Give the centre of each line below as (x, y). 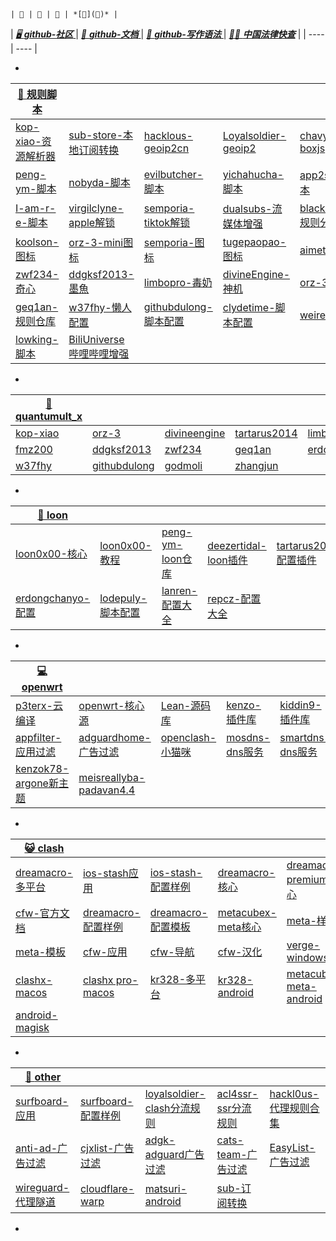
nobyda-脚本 (99, 182)
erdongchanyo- (53, 598)
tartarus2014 (266, 433)
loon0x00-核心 (51, 553)
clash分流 (167, 1108)
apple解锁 (92, 222)
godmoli (183, 465)
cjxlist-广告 (107, 1148)
